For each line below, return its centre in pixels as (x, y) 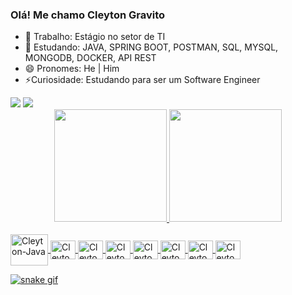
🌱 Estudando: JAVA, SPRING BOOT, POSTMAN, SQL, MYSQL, (151, 47)
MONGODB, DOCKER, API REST (90, 58)
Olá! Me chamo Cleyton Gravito (88, 15)
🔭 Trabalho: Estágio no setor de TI (95, 37)
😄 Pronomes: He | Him (72, 69)
